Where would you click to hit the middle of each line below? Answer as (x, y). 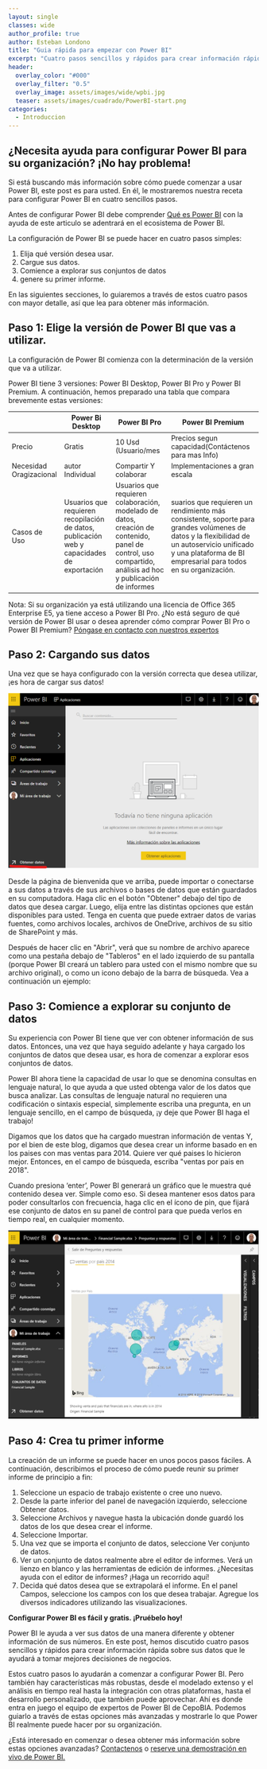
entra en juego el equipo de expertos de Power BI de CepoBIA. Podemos (127, 1707)
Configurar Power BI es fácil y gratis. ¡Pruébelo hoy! (95, 1617)
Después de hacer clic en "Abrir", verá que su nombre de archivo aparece (129, 948)
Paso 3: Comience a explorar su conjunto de (120, 1006)
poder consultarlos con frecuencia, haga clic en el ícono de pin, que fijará (129, 1203)
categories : (28, 109)
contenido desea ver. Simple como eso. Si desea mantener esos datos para (132, 1194)
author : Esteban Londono (49, 42)
